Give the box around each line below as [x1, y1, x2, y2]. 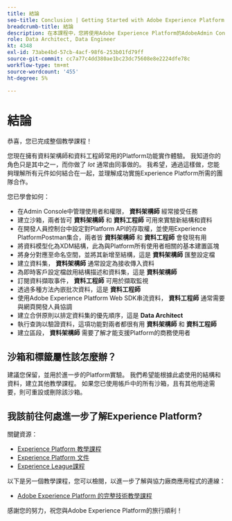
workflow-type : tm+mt [7, 62, 70, 69]
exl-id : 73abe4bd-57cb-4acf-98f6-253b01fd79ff [7, 49, 144, 56]
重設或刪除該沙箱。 [30, 388, 87, 396]
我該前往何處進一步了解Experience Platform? [7, 410, 203, 422]
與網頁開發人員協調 [17, 302, 73, 311]
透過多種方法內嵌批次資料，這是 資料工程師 [17, 285, 141, 293]
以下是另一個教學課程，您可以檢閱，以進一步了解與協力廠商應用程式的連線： [7, 477, 226, 485]
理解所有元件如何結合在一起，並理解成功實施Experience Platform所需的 [12, 169, 217, 178]
